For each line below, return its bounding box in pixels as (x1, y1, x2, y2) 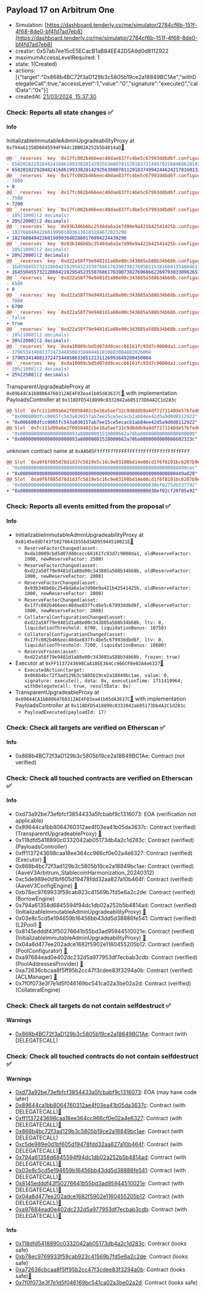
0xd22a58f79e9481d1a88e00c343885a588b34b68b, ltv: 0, (24, 619, 164, 626)
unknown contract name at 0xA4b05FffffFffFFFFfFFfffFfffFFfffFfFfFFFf (6, 447, 190, 455)
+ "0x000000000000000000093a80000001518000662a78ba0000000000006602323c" (6, 436, 198, 443)
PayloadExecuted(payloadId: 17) (24, 709, 107, 715)
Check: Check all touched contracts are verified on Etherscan (6, 773, 193, 782)
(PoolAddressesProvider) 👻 (15, 960, 84, 967)
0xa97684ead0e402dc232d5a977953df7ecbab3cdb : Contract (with (15, 1206, 187, 1213)
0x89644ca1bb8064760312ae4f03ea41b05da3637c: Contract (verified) (15, 823, 196, 830)
